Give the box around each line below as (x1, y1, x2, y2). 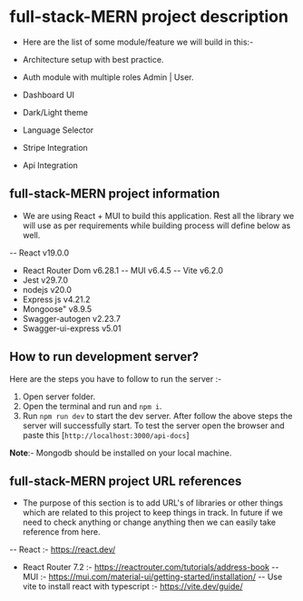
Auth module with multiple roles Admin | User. (22, 71, 194, 83)
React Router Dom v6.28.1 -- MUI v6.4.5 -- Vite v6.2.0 (22, 265, 224, 275)
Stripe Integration (22, 142, 88, 153)
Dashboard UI (22, 89, 75, 100)
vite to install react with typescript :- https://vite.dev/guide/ (22, 581, 243, 592)
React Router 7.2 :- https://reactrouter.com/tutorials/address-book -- (22, 562, 279, 573)
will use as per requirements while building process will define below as (22, 220, 291, 231)
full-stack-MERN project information (9, 186, 220, 202)
